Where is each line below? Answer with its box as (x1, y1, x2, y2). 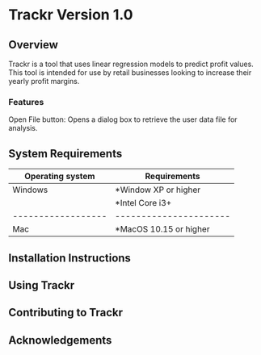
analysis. (8, 123, 38, 133)
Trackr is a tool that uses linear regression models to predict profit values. (8, 59, 255, 69)
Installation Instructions (8, 251, 132, 265)
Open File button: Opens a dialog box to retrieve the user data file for (8, 115, 238, 124)
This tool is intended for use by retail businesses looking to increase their (8, 68, 252, 77)
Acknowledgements (8, 333, 112, 347)
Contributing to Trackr (8, 306, 124, 319)
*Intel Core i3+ (114, 198, 172, 209)
